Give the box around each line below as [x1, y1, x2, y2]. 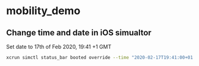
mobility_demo [6, 4, 81, 18]
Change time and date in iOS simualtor [6, 28, 152, 38]
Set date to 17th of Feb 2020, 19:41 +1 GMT [6, 43, 111, 50]
